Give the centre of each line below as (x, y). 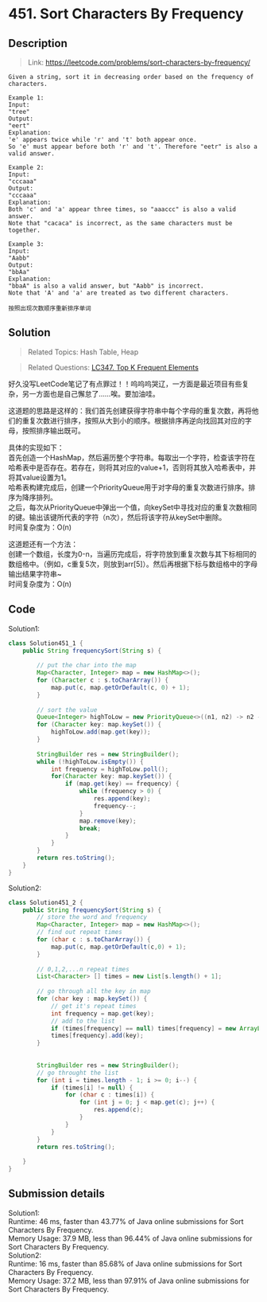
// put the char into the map (87, 666)
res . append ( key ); (122, 799)
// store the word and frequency (92, 917)
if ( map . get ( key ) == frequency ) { (122, 784)
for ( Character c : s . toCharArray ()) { (103, 680)
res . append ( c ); (119, 1110)
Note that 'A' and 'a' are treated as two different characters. (118, 293)
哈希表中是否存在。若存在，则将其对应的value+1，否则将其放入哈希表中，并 (132, 467)
